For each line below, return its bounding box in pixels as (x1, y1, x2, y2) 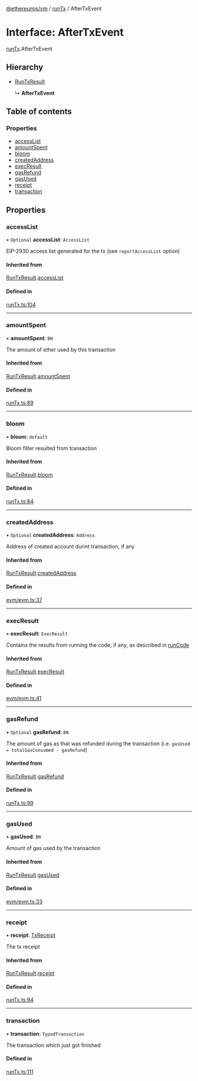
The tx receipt (6, 943, 40, 950)
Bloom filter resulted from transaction (6, 444, 97, 451)
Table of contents (6, 106, 72, 117)
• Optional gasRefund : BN (6, 728, 69, 735)
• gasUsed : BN (6, 833, 41, 841)
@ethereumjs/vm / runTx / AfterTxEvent (6, 5, 102, 12)
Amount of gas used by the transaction (6, 845, 101, 852)
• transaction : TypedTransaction (6, 1030, 85, 1037)
